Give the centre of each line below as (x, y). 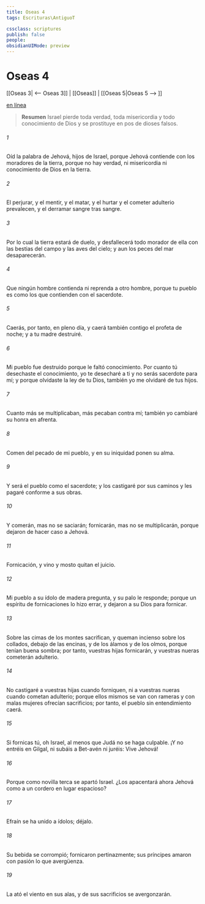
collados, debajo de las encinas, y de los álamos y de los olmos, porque (97, 644)
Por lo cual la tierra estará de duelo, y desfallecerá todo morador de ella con (102, 242)
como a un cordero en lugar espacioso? (57, 789)
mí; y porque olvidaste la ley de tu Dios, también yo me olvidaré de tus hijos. (102, 380)
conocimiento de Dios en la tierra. (49, 170)
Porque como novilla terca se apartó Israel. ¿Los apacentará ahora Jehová (100, 782)
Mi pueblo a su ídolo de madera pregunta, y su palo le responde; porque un (102, 598)
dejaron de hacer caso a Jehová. (48, 531)
